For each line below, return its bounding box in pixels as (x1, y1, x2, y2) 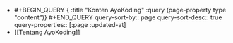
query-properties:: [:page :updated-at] (13, 21, 126, 28)
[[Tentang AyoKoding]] (13, 28, 80, 36)
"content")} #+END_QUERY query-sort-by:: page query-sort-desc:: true (13, 13, 222, 21)
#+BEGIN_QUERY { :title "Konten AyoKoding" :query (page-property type (13, 6, 227, 14)
